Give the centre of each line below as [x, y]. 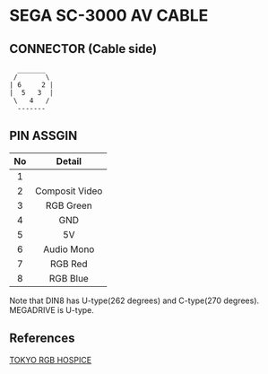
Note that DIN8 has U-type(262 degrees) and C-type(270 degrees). [134, 300]
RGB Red [69, 264]
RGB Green [69, 205]
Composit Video [69, 191]
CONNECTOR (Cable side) [83, 49]
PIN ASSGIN [43, 136]
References [42, 339]
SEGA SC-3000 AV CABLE [109, 16]
